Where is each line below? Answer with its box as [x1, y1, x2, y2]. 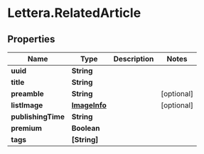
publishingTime [11, 112, 65, 122]
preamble [11, 89, 44, 98]
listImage [11, 100, 43, 110]
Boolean [71, 124, 100, 133]
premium [11, 124, 43, 133]
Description [113, 54, 154, 64]
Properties [7, 33, 55, 45]
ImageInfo [71, 100, 107, 110]
